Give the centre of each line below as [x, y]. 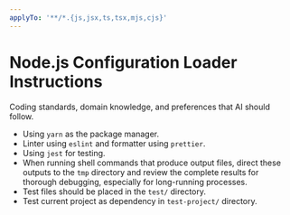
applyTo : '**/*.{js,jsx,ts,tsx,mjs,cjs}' [89, 18]
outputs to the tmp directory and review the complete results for [140, 172]
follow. [22, 116]
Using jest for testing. [64, 153]
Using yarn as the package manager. [91, 134]
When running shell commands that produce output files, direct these [152, 163]
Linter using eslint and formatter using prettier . [114, 143]
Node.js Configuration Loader [123, 62]
